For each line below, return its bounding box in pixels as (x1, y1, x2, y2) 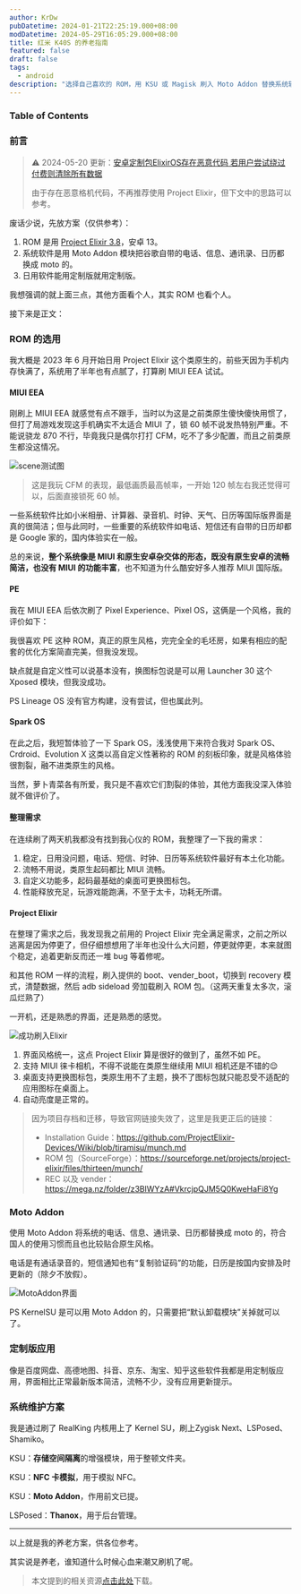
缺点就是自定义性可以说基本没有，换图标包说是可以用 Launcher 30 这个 (9, 664, 273, 676)
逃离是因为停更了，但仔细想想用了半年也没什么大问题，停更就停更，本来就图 (9, 939, 292, 950)
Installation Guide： (44, 1132, 117, 1143)
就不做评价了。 (9, 790, 64, 801)
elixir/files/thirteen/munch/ (44, 1163, 143, 1174)
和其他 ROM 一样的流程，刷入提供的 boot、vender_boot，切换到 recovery (9, 970, 282, 981)
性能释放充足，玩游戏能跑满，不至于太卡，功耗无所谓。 (21, 886, 227, 896)
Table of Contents (9, 109, 90, 122)
